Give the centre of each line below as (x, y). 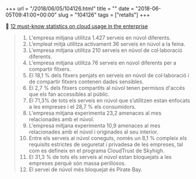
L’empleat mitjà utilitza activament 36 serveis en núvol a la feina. (107, 44)
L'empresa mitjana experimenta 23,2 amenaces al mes (95, 113)
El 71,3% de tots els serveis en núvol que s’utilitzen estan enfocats (109, 100)
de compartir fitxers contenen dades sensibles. (86, 82)
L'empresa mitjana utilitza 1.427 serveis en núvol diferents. (100, 38)
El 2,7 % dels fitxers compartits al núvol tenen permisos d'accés (107, 88)
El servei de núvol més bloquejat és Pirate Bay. (86, 170)
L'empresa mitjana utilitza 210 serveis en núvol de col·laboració (105, 50)
